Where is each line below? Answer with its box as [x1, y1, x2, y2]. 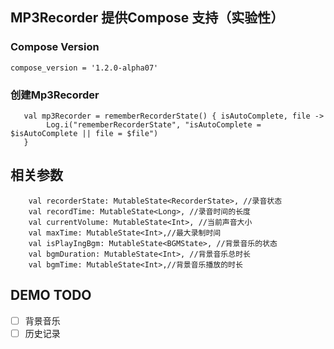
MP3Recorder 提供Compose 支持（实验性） [10, 9, 285, 27]
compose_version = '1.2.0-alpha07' [10, 63, 159, 73]
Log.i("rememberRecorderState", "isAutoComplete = [46, 119, 262, 130]
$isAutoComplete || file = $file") [10, 128, 159, 138]
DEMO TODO [10, 287, 92, 304]
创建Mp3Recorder [10, 88, 100, 102]
